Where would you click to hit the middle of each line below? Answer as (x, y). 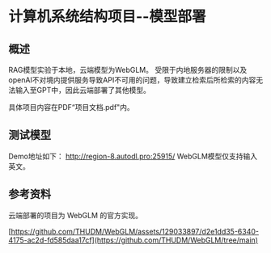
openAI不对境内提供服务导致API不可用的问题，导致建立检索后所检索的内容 (132, 80)
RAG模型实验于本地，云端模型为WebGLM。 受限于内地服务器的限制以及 (128, 70)
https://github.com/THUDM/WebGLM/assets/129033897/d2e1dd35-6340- (135, 231)
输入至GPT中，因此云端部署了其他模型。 (83, 90)
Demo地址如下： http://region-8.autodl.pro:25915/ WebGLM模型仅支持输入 (133, 156)
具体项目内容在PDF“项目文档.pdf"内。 (72, 107)
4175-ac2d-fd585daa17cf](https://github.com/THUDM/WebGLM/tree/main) (133, 240)
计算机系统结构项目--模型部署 (107, 17)
